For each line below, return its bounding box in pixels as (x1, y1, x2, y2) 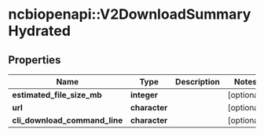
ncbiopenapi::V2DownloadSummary (8, 5, 251, 23)
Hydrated (8, 22, 71, 40)
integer (130, 90, 159, 100)
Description (175, 77, 220, 87)
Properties (8, 53, 61, 66)
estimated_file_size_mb (12, 90, 102, 100)
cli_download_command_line (12, 115, 123, 126)
